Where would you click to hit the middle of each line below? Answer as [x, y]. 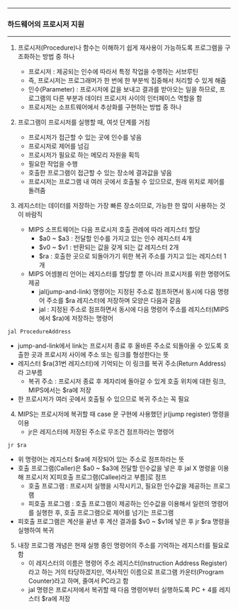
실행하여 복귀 [36, 530]
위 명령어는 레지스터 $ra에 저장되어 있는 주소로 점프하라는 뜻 [101, 459]
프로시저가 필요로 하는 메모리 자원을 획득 [84, 155]
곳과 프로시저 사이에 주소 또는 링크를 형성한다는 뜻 [100, 355]
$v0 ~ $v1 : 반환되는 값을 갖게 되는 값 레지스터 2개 [109, 247]
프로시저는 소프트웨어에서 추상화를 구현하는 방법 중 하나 [105, 107]
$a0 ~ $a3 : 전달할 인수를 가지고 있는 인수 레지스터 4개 [115, 238]
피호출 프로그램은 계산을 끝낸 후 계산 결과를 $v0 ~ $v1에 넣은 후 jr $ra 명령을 [124, 522]
